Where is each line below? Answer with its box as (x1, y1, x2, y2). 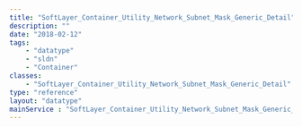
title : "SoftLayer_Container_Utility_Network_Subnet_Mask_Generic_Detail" (9, 13, 296, 22)
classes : (9, 72, 42, 80)
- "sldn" (25, 55, 58, 63)
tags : (9, 38, 30, 47)
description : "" (9, 21, 70, 30)
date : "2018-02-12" (9, 30, 83, 38)
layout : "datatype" (9, 96, 83, 106)
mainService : (9, 105, 63, 114)
